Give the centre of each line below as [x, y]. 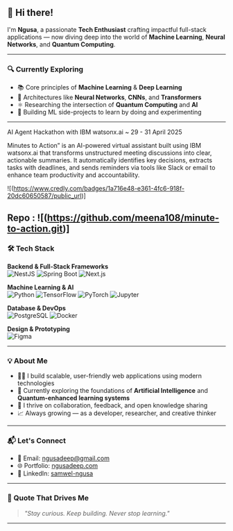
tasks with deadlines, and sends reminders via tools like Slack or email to [111, 168]
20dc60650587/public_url [44, 196]
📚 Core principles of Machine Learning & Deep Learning [100, 87]
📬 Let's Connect [36, 441]
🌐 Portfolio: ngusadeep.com [58, 466]
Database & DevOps [36, 308]
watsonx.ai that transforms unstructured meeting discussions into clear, [110, 153]
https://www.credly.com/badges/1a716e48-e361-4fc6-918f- [99, 189]
